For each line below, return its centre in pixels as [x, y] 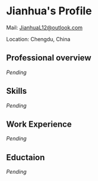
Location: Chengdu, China [38, 39]
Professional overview [49, 58]
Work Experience [39, 124]
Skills [16, 91]
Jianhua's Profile [49, 11]
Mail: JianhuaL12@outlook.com [45, 27]
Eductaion [26, 157]
